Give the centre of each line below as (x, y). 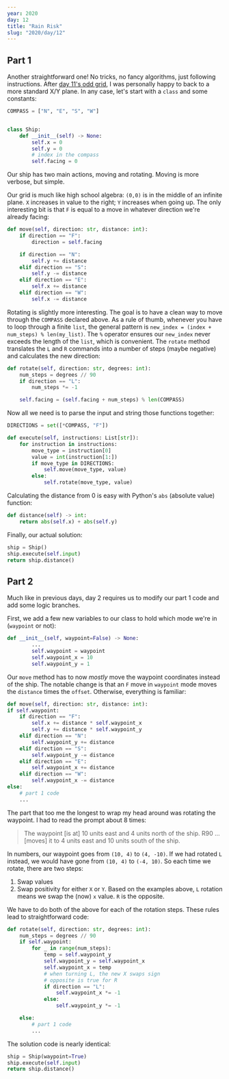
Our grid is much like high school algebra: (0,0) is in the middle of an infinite (115, 195)
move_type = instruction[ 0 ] (71, 450)
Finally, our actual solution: (45, 534)
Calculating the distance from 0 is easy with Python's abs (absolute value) (111, 496)
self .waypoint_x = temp (77, 967)
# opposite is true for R (80, 980)
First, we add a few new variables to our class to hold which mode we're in (112, 619)
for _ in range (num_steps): (71, 948)
